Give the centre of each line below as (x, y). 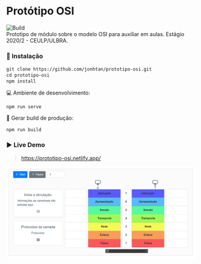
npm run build (24, 130)
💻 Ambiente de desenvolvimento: (48, 93)
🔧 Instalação (25, 56)
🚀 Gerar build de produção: (40, 118)
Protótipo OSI (40, 11)
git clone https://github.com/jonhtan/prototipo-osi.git (79, 69)
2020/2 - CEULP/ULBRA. (37, 40)
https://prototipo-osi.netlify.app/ (61, 158)
